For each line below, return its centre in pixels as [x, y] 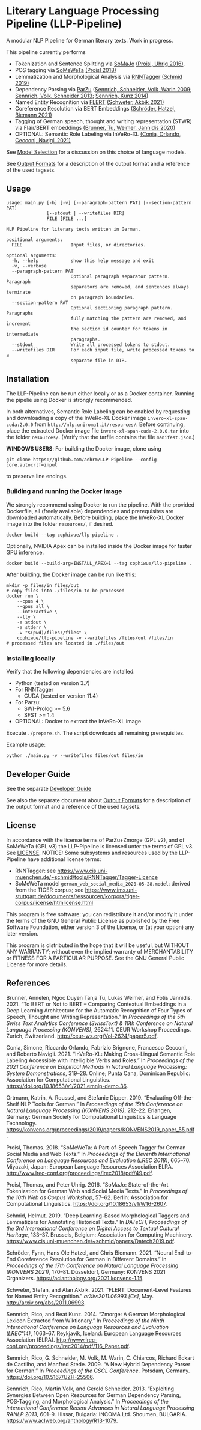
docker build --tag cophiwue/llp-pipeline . [63, 535]
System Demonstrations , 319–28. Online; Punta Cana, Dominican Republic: [98, 1073]
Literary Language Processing [83, 11]
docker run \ [22, 596]
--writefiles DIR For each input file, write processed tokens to [103, 350]
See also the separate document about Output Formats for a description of [98, 800]
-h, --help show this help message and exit [83, 260]
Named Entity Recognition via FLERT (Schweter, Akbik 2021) [89, 102]
